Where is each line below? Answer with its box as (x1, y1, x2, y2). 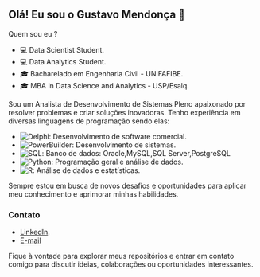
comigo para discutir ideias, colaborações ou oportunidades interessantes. (8, 259, 254, 269)
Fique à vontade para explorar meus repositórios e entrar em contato (8, 252, 235, 261)
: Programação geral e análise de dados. (51, 157, 184, 166)
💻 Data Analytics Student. (19, 57, 107, 66)
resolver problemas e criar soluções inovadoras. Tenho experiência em (8, 107, 241, 117)
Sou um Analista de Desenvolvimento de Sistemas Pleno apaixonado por (8, 99, 246, 108)
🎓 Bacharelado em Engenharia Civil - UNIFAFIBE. (19, 68, 184, 78)
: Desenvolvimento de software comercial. (49, 131, 187, 141)
